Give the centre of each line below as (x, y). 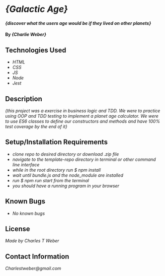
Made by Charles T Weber (32, 241)
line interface (26, 164)
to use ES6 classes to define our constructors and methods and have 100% (83, 121)
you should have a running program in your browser (66, 186)
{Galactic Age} (37, 9)
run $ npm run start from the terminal (51, 180)
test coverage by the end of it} (36, 127)
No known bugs (29, 213)
